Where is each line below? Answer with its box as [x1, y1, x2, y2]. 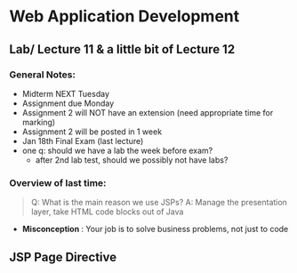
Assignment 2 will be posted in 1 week [21, 126, 163, 137]
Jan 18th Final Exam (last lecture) [21, 135, 144, 146]
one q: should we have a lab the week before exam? [21, 145, 213, 156]
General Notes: [9, 68, 76, 81]
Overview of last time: [9, 176, 107, 189]
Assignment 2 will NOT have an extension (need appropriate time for [21, 107, 274, 117]
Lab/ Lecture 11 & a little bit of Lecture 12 [9, 42, 236, 57]
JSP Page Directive [9, 249, 117, 264]
